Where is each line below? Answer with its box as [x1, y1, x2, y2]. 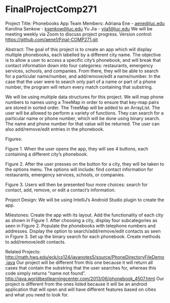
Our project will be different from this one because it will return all [16, 259, 153, 266]
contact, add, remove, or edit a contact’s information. [5, 186, 116, 193]
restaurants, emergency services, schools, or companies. [5, 171, 125, 178]
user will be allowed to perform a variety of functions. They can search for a [5, 110, 164, 116]
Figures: [5, 136, 23, 142]
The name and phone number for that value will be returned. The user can [5, 121, 160, 127]
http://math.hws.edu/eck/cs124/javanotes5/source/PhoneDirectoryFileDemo [5, 254, 164, 260]
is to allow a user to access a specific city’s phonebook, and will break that [5, 57, 161, 63]
